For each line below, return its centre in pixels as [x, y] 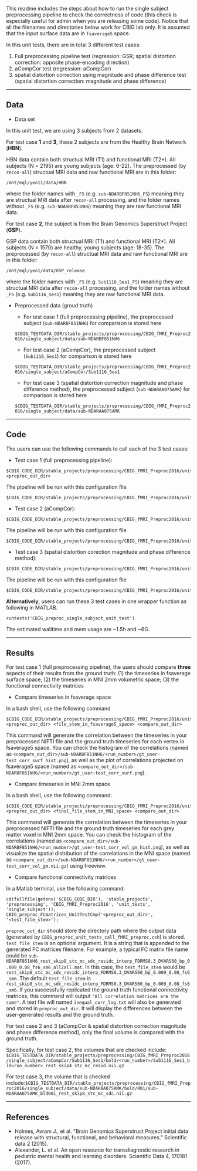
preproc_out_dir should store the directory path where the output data [91, 931]
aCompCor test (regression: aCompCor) [63, 69]
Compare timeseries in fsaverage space [63, 697]
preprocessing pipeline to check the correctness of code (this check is [91, 15]
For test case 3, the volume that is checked [58, 1077]
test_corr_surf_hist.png [36, 761]
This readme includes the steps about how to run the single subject [87, 9]
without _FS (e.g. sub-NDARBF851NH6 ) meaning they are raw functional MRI [94, 206]
